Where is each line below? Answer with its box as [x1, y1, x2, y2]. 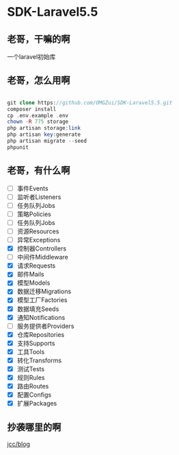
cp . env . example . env [7, 112, 69, 119]
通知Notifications [16, 313, 66, 321]
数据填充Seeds [16, 305, 59, 313]
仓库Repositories [16, 330, 65, 338]
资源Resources [16, 227, 59, 235]
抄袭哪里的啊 [7, 421, 61, 433]
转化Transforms [16, 356, 62, 364]
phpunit [7, 143, 29, 151]
